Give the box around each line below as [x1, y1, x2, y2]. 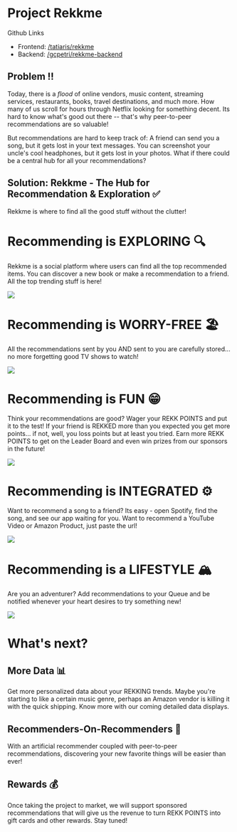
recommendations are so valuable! [7, 120, 109, 128]
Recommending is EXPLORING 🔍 [7, 233, 206, 249]
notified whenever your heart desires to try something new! [7, 597, 181, 606]
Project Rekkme [7, 5, 103, 21]
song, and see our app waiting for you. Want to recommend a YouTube [7, 514, 215, 523]
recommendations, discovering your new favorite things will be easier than [7, 749, 226, 758]
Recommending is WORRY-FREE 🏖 [7, 316, 219, 333]
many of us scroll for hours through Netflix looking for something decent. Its [7, 105, 230, 113]
